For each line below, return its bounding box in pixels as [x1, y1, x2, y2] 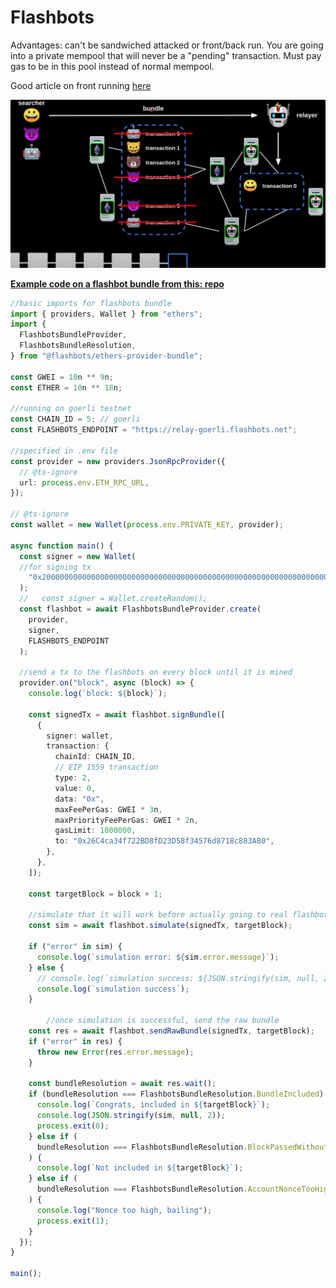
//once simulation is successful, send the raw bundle [46, 1016, 280, 1026]
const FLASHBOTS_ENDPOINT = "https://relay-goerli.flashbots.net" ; [10, 425, 298, 435]
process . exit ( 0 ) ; [36, 1121, 110, 1131]
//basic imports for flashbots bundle [10, 298, 172, 308]
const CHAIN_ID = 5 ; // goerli [10, 414, 141, 425]
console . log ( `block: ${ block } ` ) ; [28, 689, 168, 699]
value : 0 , [54, 783, 97, 793]
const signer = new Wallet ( [19, 551, 137, 561]
